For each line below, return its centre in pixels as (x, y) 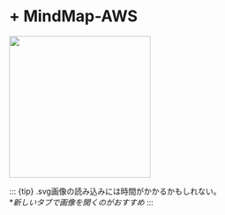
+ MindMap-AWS (74, 16)
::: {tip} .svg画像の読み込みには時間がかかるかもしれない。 (115, 191)
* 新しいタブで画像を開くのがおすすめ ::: (82, 202)
